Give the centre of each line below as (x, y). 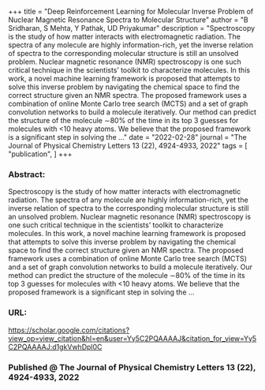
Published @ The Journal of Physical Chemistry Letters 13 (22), (132, 367)
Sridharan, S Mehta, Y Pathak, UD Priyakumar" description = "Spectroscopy (132, 28)
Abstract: (27, 174)
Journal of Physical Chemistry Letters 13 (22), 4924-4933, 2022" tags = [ (128, 146)
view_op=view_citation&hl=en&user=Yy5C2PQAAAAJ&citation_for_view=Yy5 (132, 338)
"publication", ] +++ (40, 154)
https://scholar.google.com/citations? (69, 330)
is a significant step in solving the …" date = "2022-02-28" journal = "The (127, 137)
